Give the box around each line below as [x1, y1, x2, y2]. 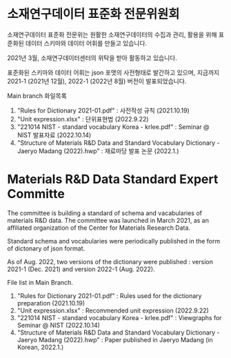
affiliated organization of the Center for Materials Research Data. [7, 223, 191, 232]
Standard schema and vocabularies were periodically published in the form [7, 237, 221, 245]
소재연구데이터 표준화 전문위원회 [7, 6, 180, 22]
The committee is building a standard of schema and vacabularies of [7, 208, 202, 217]
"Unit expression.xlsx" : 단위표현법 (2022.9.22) [17, 115, 149, 123]
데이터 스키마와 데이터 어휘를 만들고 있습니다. [25, 39, 147, 47]
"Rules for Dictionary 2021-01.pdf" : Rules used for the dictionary [17, 291, 202, 300]
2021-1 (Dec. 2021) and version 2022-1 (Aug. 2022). [7, 265, 155, 273]
